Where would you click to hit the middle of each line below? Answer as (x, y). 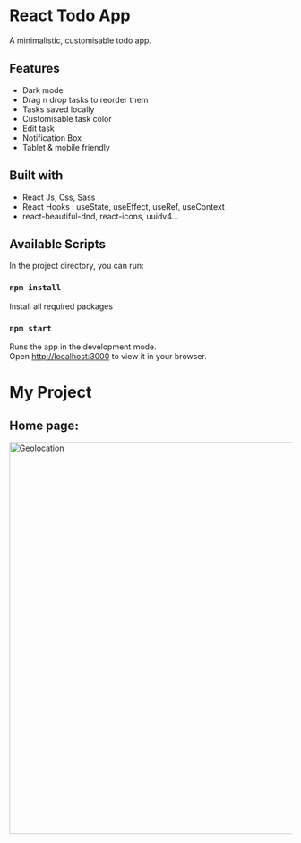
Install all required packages (61, 306)
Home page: (44, 425)
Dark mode (43, 90)
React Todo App (70, 16)
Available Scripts (57, 244)
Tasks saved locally (58, 109)
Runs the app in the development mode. (83, 347)
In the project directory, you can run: (77, 266)
